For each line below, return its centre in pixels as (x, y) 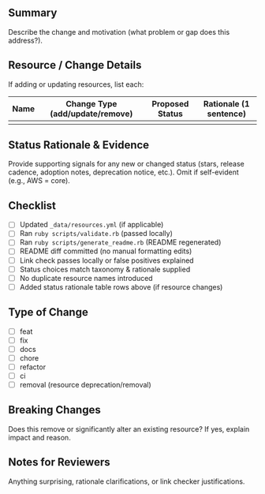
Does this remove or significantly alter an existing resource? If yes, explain (129, 429)
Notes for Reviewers (59, 462)
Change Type (91, 103)
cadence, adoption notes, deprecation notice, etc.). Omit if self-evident (123, 172)
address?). (26, 40)
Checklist (32, 206)
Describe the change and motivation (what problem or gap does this (119, 32)
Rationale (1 (226, 103)
